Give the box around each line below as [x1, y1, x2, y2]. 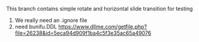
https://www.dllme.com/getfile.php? [58, 23, 147, 30]
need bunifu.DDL [14, 23, 58, 30]
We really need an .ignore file [14, 17, 88, 23]
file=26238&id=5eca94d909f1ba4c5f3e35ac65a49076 [14, 29, 152, 37]
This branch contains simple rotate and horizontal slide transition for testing [6, 5, 193, 12]
